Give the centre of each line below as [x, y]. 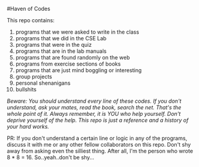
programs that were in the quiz [54, 45]
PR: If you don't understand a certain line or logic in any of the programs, [97, 138]
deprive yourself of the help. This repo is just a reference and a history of [98, 120]
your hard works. [28, 126]
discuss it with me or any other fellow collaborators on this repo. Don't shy [99, 144]
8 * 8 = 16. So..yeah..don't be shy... [51, 157]
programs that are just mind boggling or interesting [78, 70]
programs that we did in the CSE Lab [61, 38]
